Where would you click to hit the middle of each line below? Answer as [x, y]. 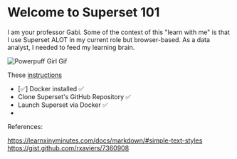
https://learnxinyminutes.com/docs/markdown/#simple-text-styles [105, 140]
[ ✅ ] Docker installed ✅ [51, 88]
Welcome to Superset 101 [84, 12]
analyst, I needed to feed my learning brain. [71, 47]
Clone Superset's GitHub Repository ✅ [74, 96]
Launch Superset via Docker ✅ [63, 105]
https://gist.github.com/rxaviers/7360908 [68, 148]
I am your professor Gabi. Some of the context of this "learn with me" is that [118, 32]
